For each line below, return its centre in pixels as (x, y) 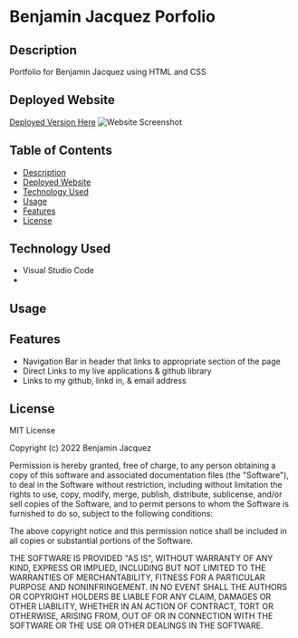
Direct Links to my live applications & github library (117, 371)
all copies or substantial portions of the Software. (101, 541)
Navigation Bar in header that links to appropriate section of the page (151, 361)
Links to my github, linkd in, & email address (105, 380)
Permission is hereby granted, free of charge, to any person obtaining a (143, 466)
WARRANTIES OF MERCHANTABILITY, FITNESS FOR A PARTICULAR (137, 577)
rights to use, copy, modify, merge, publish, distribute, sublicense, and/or (146, 494)
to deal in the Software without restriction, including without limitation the (146, 485)
